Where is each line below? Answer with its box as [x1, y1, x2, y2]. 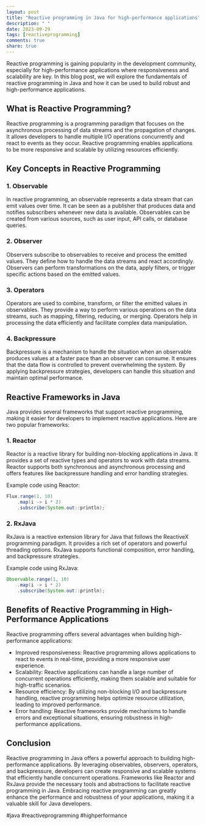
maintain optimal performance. [6, 374, 84, 382]
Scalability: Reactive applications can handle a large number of [15, 668, 174, 676]
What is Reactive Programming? [6, 103, 131, 114]
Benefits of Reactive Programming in [6, 605, 149, 615]
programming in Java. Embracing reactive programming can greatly [6, 786, 177, 794]
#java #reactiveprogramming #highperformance [6, 812, 128, 819]
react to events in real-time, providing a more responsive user [15, 655, 171, 662]
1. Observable [6, 182, 48, 190]
